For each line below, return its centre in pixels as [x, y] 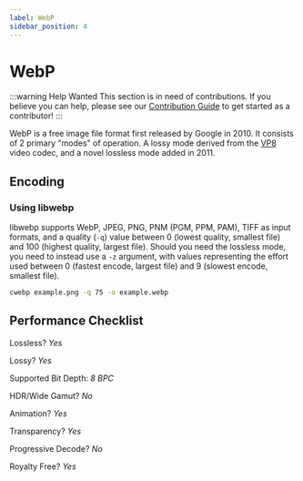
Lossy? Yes [30, 360]
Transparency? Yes [45, 431]
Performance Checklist [76, 321]
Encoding [37, 182]
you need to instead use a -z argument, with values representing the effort [149, 257]
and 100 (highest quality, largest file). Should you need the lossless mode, [148, 247]
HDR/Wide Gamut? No [51, 395]
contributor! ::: [36, 116]
